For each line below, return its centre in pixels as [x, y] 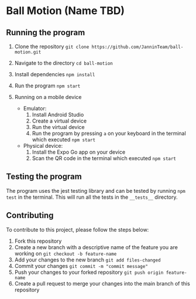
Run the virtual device [58, 127]
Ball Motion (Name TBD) [65, 11]
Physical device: [43, 146]
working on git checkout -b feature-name [66, 253]
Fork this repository [38, 241]
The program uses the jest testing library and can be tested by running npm [96, 191]
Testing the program [44, 177]
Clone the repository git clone [52, 46]
